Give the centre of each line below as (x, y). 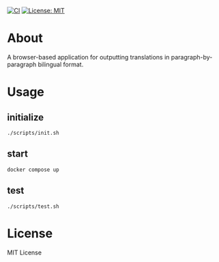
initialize (26, 117)
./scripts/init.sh (33, 133)
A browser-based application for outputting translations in (88, 57)
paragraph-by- (192, 57)
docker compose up (33, 170)
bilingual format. (61, 64)
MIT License (25, 252)
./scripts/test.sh (33, 206)
